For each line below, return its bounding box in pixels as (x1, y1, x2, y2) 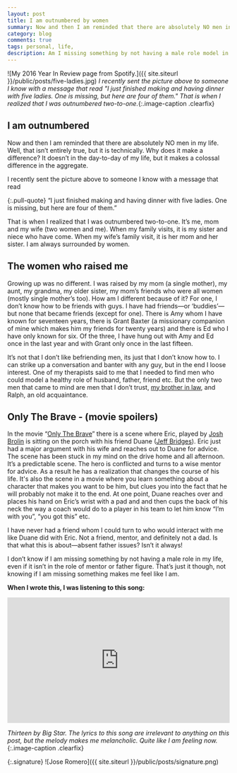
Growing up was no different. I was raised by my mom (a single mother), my (7, 279, 228, 287)
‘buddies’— (191, 301, 225, 310)
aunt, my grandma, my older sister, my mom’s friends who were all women (7, 286, 224, 295)
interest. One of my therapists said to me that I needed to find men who (7, 368, 215, 376)
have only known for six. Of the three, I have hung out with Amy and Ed (7, 332, 214, 340)
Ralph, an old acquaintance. (7, 390, 88, 399)
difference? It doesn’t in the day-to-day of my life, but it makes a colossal (7, 153, 220, 162)
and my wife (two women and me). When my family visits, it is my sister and (7, 224, 228, 233)
